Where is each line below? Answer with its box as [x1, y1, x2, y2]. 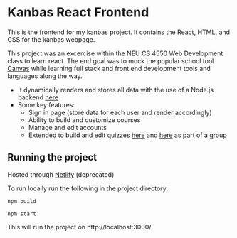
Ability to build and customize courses [28, 115, 141, 124]
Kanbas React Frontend [7, 4, 149, 21]
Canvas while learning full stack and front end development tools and [7, 64, 211, 72]
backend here [17, 93, 59, 102]
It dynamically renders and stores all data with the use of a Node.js [17, 85, 214, 94]
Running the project [7, 151, 98, 163]
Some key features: [17, 100, 75, 109]
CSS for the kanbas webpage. [7, 35, 95, 43]
